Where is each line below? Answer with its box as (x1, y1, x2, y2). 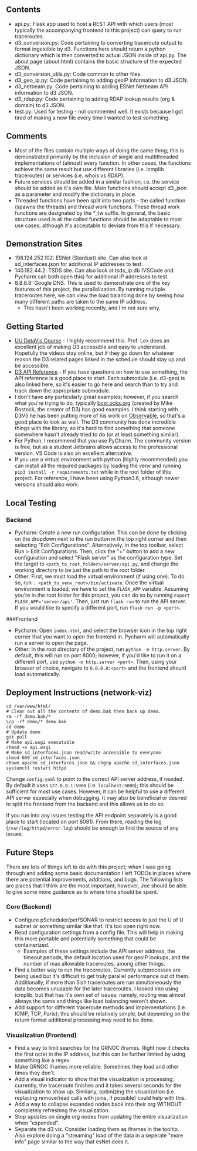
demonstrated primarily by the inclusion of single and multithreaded (14, 153, 179, 160)
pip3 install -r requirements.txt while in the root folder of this (14, 468, 171, 475)
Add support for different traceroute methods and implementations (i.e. (14, 1003, 186, 1011)
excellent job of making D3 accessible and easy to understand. (14, 344, 167, 351)
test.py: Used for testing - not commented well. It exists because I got (14, 108, 184, 115)
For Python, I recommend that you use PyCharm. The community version (14, 437, 191, 444)
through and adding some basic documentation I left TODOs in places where (6, 869, 191, 876)
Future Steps (6, 847, 54, 858)
